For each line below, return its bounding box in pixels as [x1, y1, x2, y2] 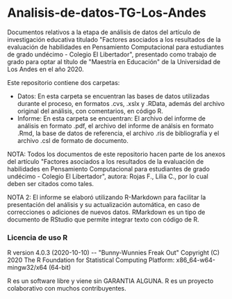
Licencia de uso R [7, 232, 68, 242]
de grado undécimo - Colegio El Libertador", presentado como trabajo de [7, 50, 217, 59]
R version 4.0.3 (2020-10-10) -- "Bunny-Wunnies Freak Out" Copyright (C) [7, 249, 220, 257]
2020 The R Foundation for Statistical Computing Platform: [7, 256, 175, 264]
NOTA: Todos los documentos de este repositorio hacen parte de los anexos [7, 150, 226, 158]
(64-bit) [48, 263, 72, 272]
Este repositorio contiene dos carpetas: [7, 78, 120, 86]
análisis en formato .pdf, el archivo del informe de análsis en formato [17, 121, 214, 130]
